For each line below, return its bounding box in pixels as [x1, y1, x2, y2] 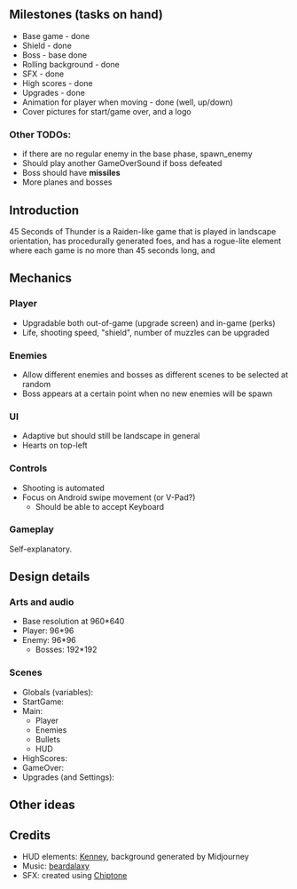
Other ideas [9, 798, 75, 813]
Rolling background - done [21, 59, 120, 69]
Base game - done [21, 30, 90, 41]
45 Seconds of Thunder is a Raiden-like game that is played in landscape [9, 226, 277, 236]
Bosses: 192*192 [35, 644, 98, 655]
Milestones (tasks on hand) [9, 7, 164, 22]
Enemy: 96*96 [21, 635, 77, 646]
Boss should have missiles [21, 168, 121, 179]
